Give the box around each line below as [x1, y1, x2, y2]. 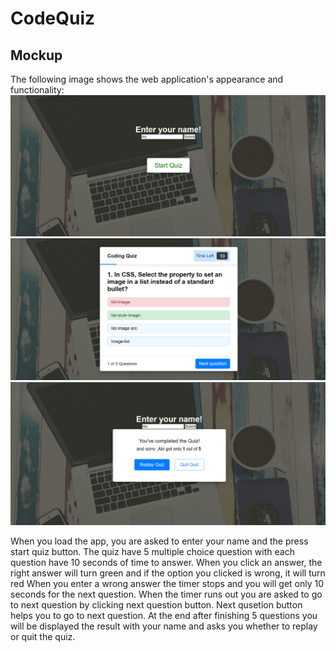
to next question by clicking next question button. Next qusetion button [10, 598, 303, 611]
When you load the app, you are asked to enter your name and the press [10, 535, 309, 547]
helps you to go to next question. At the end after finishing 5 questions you [10, 609, 318, 621]
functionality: [10, 84, 65, 96]
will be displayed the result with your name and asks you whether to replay [10, 620, 318, 632]
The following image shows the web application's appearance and [10, 73, 284, 85]
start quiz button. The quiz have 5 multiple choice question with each [10, 545, 295, 557]
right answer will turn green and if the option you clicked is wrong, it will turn [10, 567, 326, 579]
